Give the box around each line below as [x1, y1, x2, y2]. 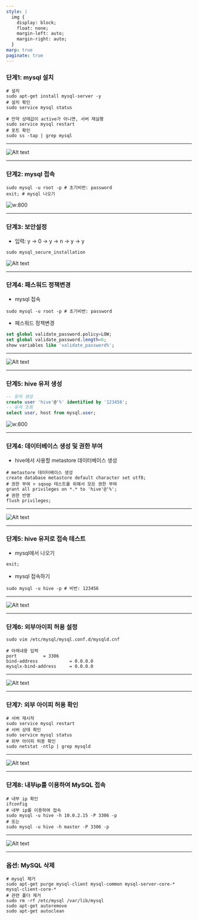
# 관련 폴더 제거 [6, 892, 41, 898]
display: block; [16, 19, 57, 25]
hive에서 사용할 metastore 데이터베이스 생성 [14, 456, 117, 464]
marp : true [6, 47, 33, 53]
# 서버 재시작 [6, 716, 35, 722]
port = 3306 [6, 653, 60, 659]
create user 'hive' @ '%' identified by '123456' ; [6, 399, 128, 405]
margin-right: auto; [16, 36, 67, 42]
